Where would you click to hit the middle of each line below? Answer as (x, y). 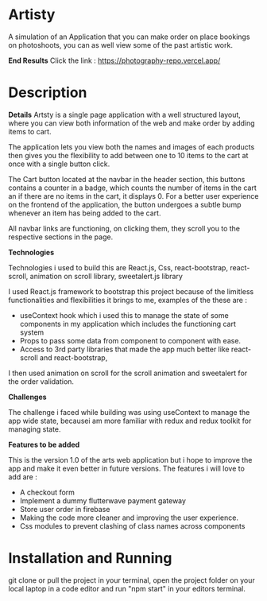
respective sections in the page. (61, 237)
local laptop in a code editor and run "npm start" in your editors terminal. (127, 588)
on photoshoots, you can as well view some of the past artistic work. (120, 45)
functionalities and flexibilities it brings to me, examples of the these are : (128, 300)
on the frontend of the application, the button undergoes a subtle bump (125, 204)
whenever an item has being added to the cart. (85, 213)
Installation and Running (90, 558)
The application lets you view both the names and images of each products (132, 147)
